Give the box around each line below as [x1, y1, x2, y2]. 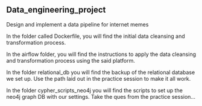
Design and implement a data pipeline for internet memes [6, 20, 149, 28]
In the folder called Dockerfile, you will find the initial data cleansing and [6, 33, 185, 40]
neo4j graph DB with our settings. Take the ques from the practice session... [6, 93, 196, 100]
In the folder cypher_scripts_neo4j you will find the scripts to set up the [6, 87, 183, 94]
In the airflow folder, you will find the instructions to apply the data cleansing [6, 51, 197, 58]
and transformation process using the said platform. [6, 57, 136, 64]
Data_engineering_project [6, 5, 106, 15]
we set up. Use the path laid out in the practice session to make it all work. [6, 75, 191, 82]
